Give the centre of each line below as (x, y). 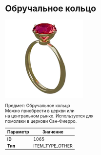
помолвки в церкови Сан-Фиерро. (41, 121)
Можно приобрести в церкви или (40, 111)
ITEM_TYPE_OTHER (53, 146)
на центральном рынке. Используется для (49, 116)
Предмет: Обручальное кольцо (38, 105)
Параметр (18, 132)
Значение (53, 132)
